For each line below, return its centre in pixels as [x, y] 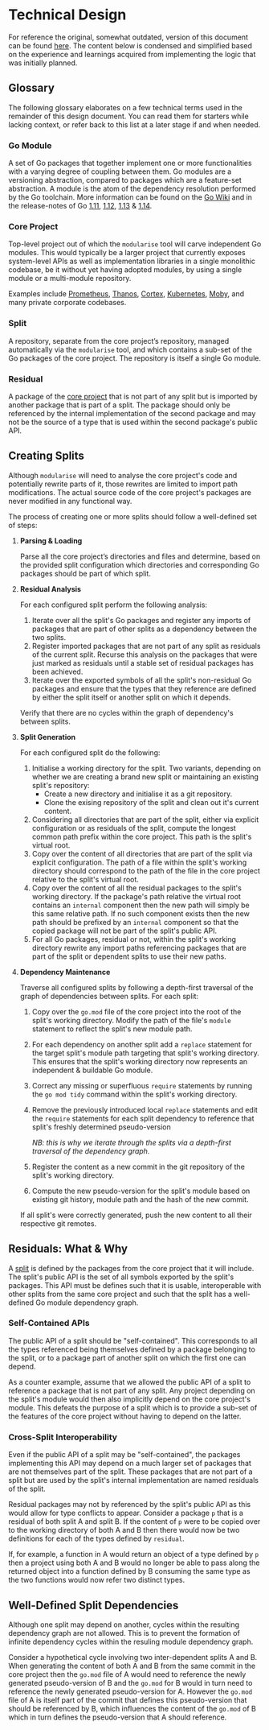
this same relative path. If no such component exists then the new [141, 913]
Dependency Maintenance [65, 972]
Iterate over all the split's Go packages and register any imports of [141, 620]
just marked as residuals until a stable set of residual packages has [143, 663]
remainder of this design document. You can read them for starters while [128, 116]
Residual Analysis [51, 588]
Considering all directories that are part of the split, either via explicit [145, 820]
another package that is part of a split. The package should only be [119, 405]
